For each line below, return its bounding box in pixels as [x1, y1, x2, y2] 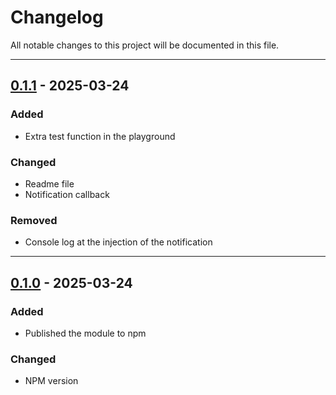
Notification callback [24, 188, 110, 200]
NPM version [24, 375, 79, 387]
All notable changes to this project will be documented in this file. [10, 39, 280, 51]
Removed [10, 213, 58, 227]
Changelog [10, 6, 104, 29]
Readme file [24, 177, 75, 190]
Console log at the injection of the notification [24, 236, 213, 248]
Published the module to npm [24, 327, 147, 339]
